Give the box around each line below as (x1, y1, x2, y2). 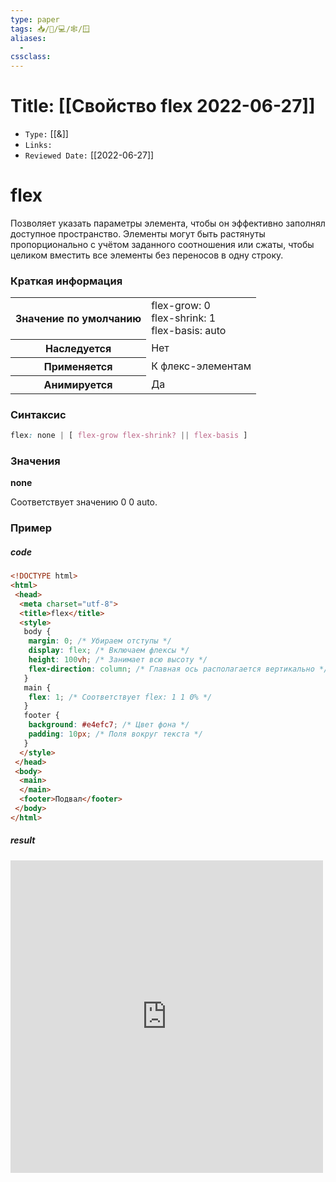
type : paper (10, 14, 60, 25)
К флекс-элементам (151, 359, 252, 373)
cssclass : (10, 52, 52, 62)
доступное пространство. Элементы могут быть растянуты (10, 228, 266, 240)
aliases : (10, 33, 47, 43)
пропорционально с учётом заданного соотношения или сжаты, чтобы (10, 239, 315, 250)
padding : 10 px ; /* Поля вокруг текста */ (28, 729, 203, 740)
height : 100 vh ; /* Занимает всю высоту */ (28, 655, 208, 665)
